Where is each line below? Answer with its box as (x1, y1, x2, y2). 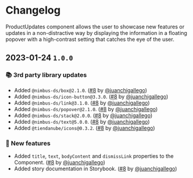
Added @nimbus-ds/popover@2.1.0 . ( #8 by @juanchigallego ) (14, 105, 158, 112)
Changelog (5, 4, 61, 17)
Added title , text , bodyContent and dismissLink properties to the (14, 152, 174, 160)
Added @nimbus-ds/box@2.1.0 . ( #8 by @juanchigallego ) (14, 86, 148, 93)
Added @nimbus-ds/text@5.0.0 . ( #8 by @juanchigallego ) (14, 118, 150, 125)
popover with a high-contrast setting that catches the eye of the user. (5, 35, 175, 43)
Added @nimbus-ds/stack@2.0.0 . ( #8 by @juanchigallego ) (14, 112, 153, 119)
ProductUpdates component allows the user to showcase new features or (5, 23, 185, 30)
